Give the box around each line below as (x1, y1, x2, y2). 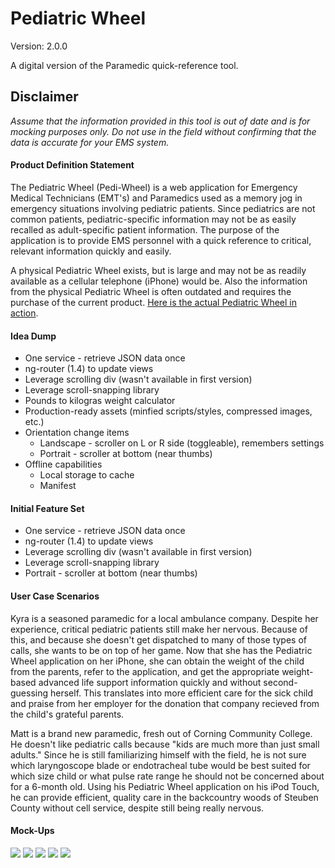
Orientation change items (24, 427, 130, 439)
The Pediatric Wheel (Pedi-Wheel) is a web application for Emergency (10, 181, 298, 193)
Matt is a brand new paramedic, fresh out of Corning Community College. (10, 727, 313, 739)
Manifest (39, 480, 77, 492)
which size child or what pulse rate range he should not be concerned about (10, 770, 325, 782)
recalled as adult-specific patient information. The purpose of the (10, 223, 280, 236)
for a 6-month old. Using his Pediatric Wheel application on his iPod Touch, (10, 780, 320, 792)
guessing (10, 687, 49, 699)
